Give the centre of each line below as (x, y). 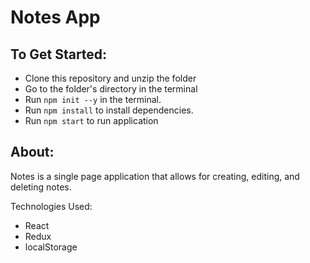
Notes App (55, 17)
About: (32, 152)
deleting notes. (41, 187)
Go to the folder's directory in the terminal (111, 89)
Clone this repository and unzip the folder (110, 78)
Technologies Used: (51, 206)
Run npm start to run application (91, 120)
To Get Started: (59, 54)
